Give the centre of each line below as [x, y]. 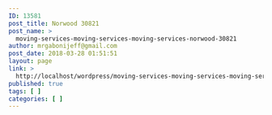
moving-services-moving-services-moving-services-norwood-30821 [126, 38]
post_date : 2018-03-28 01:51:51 [63, 53]
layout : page [30, 62]
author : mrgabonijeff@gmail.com [63, 46]
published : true [36, 83]
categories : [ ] [36, 99]
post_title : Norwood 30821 [54, 23]
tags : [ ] [25, 91]
